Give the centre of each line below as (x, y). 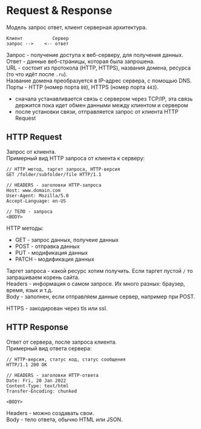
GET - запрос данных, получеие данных (67, 240)
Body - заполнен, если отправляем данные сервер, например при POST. (101, 296)
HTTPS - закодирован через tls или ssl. (57, 308)
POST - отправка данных (47, 246)
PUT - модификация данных (51, 252)
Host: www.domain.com (34, 190)
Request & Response (59, 11)
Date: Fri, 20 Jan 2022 (36, 381)
